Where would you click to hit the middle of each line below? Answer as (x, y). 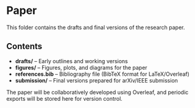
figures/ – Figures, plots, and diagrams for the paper (81, 67)
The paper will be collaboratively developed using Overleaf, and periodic (97, 92)
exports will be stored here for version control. (65, 98)
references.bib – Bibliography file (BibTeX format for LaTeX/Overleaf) (102, 74)
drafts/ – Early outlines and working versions (71, 61)
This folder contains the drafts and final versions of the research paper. (96, 27)
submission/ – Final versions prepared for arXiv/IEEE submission (97, 80)
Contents (24, 46)
